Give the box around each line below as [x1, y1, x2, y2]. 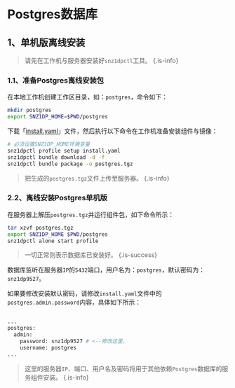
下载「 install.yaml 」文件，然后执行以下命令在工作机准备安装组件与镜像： [7, 127, 218, 135]
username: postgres [20, 344, 77, 351]
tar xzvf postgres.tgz [7, 224, 74, 231]
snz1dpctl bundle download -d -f [7, 153, 105, 161]
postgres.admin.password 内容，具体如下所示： [7, 298, 142, 307]
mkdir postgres [7, 106, 52, 114]
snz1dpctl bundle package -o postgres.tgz [7, 160, 133, 167]
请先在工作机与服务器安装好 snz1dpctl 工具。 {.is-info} [24, 57, 179, 64]
